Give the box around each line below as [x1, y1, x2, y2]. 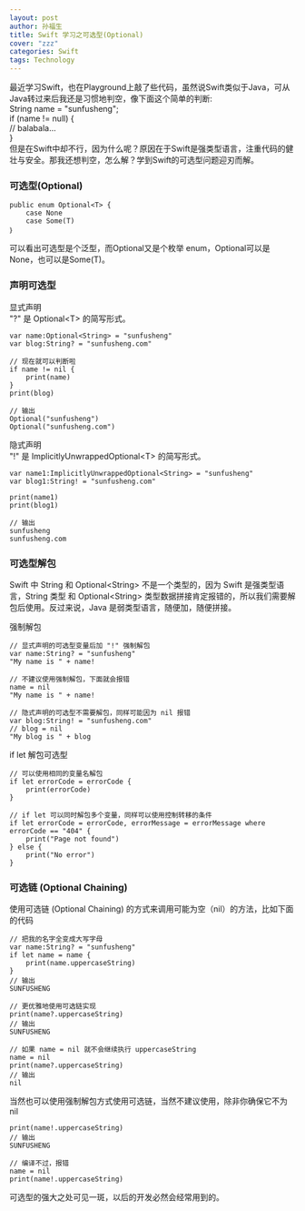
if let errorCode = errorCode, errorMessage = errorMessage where [9, 818, 266, 828]
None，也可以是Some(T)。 [9, 254, 111, 265]
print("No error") [25, 850, 95, 860]
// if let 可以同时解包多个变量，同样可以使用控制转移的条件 [9, 811, 212, 820]
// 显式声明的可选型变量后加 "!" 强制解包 [9, 641, 151, 651]
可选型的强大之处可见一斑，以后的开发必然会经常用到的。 [9, 1192, 224, 1203]
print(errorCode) [25, 784, 92, 794]
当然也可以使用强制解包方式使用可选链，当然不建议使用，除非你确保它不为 [9, 1095, 288, 1106]
